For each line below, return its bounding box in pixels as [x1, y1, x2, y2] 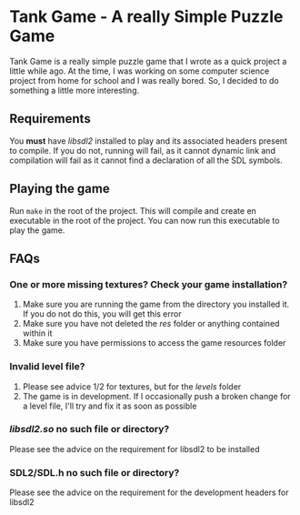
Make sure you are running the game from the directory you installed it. [22, 298, 290, 310]
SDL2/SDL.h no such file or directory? [9, 466, 180, 479]
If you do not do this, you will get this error [22, 308, 182, 319]
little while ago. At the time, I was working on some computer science [9, 66, 270, 76]
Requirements [9, 111, 91, 126]
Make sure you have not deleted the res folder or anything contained [22, 318, 280, 329]
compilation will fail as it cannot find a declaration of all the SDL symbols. [9, 155, 284, 166]
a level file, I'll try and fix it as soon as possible [22, 400, 197, 411]
